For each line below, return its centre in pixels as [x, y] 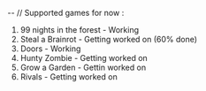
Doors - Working [50, 49]
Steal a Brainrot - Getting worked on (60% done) [109, 39]
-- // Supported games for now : [66, 13]
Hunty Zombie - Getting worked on [84, 58]
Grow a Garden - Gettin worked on [83, 67]
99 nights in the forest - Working [80, 30]
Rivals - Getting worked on [69, 77]
